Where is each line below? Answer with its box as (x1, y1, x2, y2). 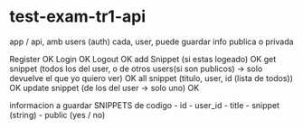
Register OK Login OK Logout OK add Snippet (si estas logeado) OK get (9, 53, 277, 64)
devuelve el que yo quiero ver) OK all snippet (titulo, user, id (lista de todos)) (9, 72, 294, 83)
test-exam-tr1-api (9, 6, 147, 27)
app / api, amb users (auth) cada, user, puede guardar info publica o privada (9, 36, 294, 47)
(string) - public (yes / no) (9, 109, 106, 120)
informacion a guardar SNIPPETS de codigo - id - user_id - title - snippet (9, 99, 280, 110)
